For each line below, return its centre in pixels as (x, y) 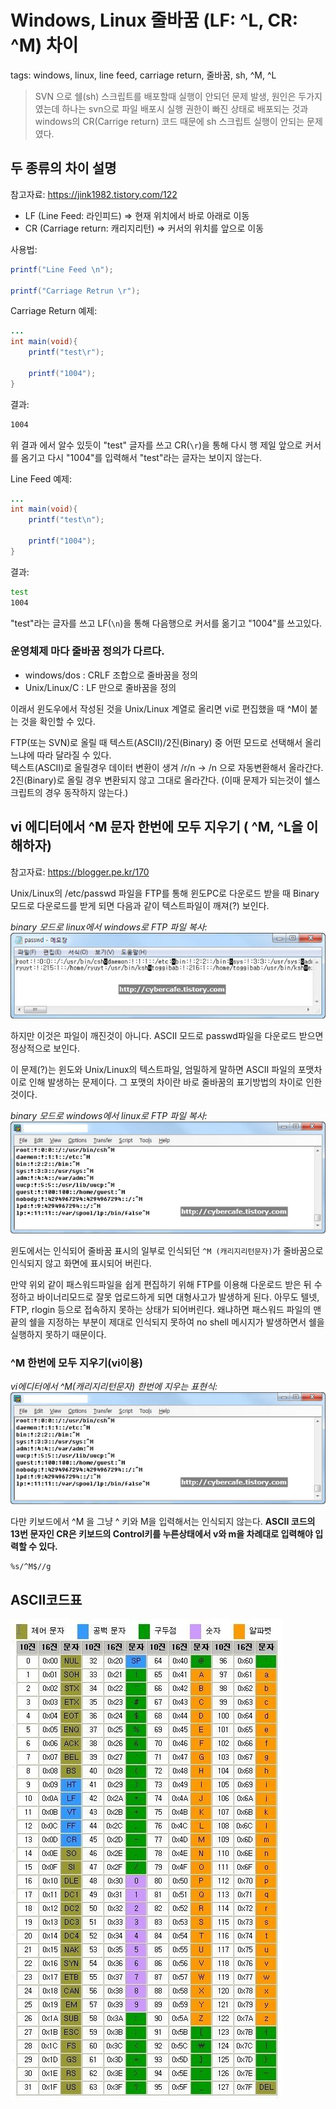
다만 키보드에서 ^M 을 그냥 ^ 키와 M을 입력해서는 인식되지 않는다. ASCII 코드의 (163, 1522)
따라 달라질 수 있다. (74, 755)
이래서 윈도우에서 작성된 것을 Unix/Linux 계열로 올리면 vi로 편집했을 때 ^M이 (159, 708)
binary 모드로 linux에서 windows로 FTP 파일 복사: (109, 927)
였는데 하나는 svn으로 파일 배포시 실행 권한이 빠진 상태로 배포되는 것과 (171, 108)
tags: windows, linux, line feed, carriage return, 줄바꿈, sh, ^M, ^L (143, 75)
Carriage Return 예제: (54, 311)
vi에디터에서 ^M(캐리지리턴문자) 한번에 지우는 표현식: (114, 1387)
